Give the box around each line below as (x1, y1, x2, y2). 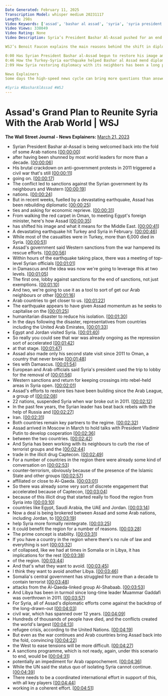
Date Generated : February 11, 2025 (5, 7, 79, 12)
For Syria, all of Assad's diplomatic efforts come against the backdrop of (12, 600, 162, 606)
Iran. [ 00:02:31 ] (12, 414, 44, 420)
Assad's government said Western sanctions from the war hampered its (12, 244, 160, 250)
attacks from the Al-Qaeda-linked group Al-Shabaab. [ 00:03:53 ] (12, 584, 145, 590)
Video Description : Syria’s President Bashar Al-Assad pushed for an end (5, 35, 162, 40)
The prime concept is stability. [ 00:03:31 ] (12, 531, 97, 537)
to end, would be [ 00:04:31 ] (12, 653, 70, 659)
